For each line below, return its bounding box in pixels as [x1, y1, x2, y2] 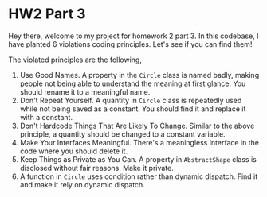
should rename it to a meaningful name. [19, 87, 151, 96]
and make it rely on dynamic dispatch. [19, 180, 145, 189]
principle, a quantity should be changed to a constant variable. [19, 129, 226, 139]
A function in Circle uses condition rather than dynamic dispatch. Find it [19, 172, 258, 181]
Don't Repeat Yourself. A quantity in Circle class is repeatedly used [19, 95, 242, 105]
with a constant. [19, 112, 73, 122]
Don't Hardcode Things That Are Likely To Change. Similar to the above [19, 121, 255, 130]
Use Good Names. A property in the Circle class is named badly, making [19, 70, 260, 79]
